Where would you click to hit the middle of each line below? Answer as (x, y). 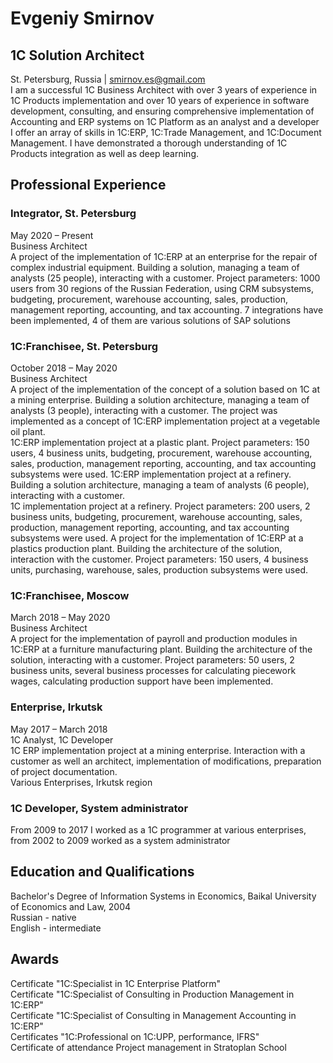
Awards (35, 959)
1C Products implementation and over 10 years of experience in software (160, 100)
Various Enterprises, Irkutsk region (81, 782)
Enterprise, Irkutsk (56, 707)
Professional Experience (88, 185)
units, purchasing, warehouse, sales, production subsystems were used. (159, 569)
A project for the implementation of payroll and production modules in (154, 639)
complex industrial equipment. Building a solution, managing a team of (155, 267)
